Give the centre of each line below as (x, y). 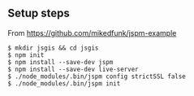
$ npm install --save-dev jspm (60, 62)
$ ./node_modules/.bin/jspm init (64, 83)
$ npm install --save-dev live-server (73, 69)
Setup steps (39, 13)
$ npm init (26, 55)
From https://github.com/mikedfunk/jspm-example (92, 33)
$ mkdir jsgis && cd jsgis (53, 48)
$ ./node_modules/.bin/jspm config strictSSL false (97, 76)
